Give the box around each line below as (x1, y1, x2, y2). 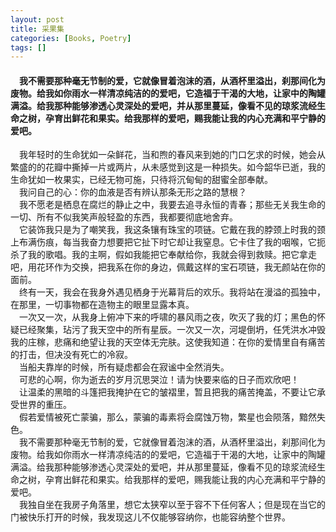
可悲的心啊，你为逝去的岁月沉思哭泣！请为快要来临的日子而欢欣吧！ (19, 374, 300, 386)
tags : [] (10, 42, 47, 53)
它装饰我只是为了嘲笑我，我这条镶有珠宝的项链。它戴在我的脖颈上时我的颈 (19, 224, 326, 236)
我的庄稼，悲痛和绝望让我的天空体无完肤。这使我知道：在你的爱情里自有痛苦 (10, 336, 326, 348)
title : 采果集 (10, 24, 65, 34)
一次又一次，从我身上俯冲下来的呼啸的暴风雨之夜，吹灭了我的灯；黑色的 (19, 311, 317, 323)
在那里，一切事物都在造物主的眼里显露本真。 (10, 299, 195, 311)
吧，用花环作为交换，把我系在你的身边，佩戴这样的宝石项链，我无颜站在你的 (10, 261, 326, 273)
